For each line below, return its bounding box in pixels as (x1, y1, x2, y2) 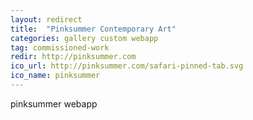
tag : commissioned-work (10, 42, 110, 53)
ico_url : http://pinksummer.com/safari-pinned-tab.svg (10, 61, 244, 71)
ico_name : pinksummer (10, 71, 101, 81)
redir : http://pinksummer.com (10, 52, 137, 62)
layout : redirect (10, 14, 83, 25)
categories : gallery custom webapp (10, 33, 159, 43)
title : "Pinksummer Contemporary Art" (10, 24, 177, 34)
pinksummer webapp (10, 97, 98, 110)
